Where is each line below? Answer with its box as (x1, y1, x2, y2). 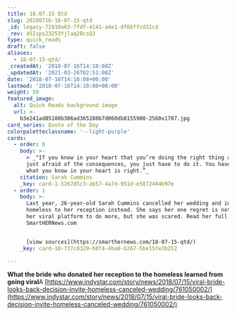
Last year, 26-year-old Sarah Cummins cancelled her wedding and (25, 200, 221, 207)
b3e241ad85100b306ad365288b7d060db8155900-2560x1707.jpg (20, 115, 190, 122)
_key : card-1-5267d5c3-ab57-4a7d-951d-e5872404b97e (20, 180, 174, 187)
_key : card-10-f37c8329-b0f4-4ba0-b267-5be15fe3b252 (20, 245, 178, 252)
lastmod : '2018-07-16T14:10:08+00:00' (7, 82, 121, 89)
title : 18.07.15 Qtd (7, 10, 68, 18)
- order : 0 (13, 141, 46, 148)
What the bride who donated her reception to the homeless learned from (7, 270, 223, 278)
